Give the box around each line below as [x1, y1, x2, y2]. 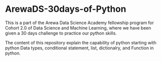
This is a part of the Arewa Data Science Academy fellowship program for [5, 20, 154, 26]
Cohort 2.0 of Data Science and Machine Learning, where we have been [5, 25, 151, 30]
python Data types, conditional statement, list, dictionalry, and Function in [5, 45, 154, 51]
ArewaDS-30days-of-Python [5, 3, 127, 15]
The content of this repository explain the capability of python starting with [5, 39, 157, 45]
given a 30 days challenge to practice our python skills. [5, 30, 117, 36]
